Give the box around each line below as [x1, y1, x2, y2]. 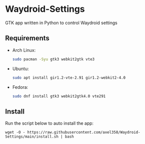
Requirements [5, 34, 49, 42]
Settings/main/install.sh [5, 134, 58, 139]
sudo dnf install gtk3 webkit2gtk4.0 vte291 [12, 94, 106, 99]
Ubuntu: [12, 66, 29, 72]
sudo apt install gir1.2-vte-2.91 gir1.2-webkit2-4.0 [12, 75, 126, 80]
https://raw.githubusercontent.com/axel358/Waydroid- [27, 130, 141, 135]
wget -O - [5, 130, 26, 135]
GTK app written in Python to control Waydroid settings [5, 20, 118, 26]
